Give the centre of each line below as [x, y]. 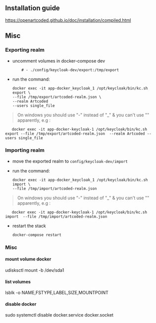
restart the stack [29, 226]
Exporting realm [25, 50]
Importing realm [25, 150]
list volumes [18, 282]
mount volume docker [28, 259]
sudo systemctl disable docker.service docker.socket [59, 315]
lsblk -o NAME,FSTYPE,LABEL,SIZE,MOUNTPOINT [57, 293]
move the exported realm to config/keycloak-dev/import [70, 161]
